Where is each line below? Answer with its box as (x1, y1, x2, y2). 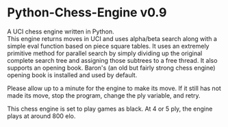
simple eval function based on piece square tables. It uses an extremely (7, 42, 210, 50)
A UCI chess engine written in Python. (7, 27, 114, 36)
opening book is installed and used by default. (7, 70, 138, 79)
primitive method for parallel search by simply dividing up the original (7, 49, 203, 57)
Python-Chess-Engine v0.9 (7, 5, 167, 20)
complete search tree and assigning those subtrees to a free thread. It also (7, 56, 218, 64)
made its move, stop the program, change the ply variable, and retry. (7, 91, 201, 100)
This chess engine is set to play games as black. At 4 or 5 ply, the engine (7, 104, 213, 113)
